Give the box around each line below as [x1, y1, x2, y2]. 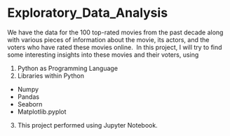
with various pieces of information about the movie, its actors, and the [7, 35, 210, 43]
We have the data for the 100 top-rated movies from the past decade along [7, 28, 224, 36]
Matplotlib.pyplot [17, 107, 67, 116]
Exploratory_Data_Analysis [7, 5, 168, 21]
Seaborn [17, 100, 43, 108]
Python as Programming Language [17, 64, 118, 72]
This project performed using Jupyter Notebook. [17, 121, 158, 129]
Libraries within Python [17, 72, 84, 80]
